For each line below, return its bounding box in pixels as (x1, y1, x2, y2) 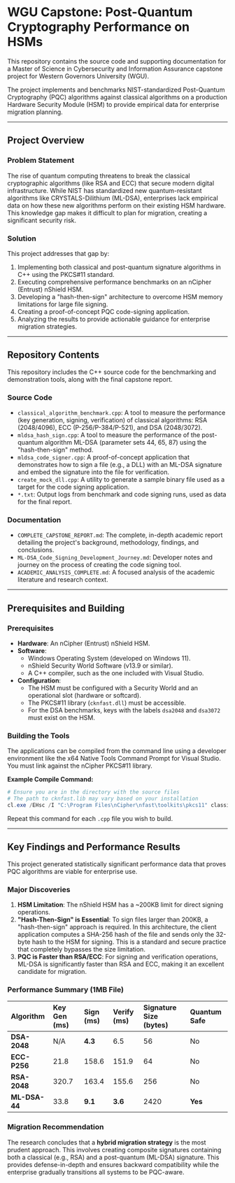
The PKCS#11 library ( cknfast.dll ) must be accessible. (27, 698, 187, 707)
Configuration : (17, 676, 62, 685)
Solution (7, 234, 37, 243)
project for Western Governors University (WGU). (7, 71, 149, 80)
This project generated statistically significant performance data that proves (7, 859, 227, 868)
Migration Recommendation (7, 1122, 104, 1132)
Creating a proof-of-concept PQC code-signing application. (17, 307, 190, 315)
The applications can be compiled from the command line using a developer (7, 747, 227, 755)
